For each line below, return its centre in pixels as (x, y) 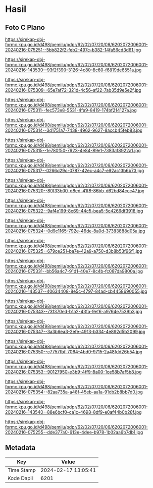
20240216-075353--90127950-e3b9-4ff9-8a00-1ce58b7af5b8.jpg (74, 372)
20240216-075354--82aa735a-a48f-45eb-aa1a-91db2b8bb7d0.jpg (74, 392)
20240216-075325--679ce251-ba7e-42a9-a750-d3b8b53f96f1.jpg (74, 251)
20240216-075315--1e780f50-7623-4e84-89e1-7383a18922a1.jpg (73, 150)
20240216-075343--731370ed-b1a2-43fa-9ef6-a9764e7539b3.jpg (74, 311)
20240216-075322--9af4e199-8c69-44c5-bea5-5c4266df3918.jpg (74, 211)
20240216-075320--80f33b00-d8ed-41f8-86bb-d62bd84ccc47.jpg (75, 191)
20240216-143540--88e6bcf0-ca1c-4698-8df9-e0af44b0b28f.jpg (74, 412)
